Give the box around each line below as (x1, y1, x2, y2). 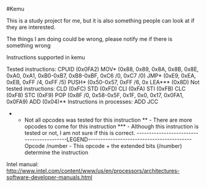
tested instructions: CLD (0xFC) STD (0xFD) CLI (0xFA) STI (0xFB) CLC (6, 85, 186, 92)
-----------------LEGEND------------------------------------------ (24, 136, 192, 143)
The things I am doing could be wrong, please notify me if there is (6, 35, 173, 42)
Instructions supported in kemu (6, 54, 85, 61)
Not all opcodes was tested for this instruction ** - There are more (24, 116, 193, 123)
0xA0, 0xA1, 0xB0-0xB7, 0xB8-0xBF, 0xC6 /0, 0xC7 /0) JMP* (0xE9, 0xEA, (6, 72, 196, 79)
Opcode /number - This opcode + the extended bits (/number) (24, 142, 183, 149)
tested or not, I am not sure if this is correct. (24, 130, 135, 136)
